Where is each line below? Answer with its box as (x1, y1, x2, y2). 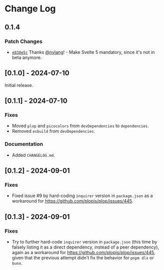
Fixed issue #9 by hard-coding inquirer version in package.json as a (11, 193, 153, 199)
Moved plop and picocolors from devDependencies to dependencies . (11, 123, 149, 129)
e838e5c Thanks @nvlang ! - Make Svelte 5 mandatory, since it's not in (11, 49, 155, 55)
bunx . (11, 260, 23, 266)
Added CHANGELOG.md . (11, 152, 55, 158)
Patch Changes (4, 38, 43, 45)
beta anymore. (11, 54, 42, 60)
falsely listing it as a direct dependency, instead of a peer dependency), (11, 244, 160, 250)
